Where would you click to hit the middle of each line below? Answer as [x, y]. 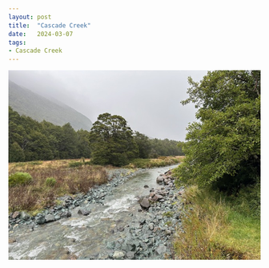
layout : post [30, 17]
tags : [17, 43]
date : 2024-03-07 [41, 34]
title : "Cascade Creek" [50, 25]
